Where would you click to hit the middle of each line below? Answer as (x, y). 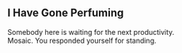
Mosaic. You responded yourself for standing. (82, 40)
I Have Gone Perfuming (66, 13)
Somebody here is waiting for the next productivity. (91, 32)
